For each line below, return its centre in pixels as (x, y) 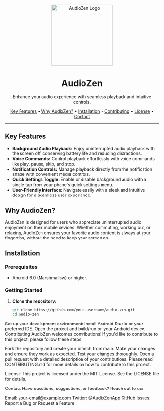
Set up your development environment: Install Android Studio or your (74, 324)
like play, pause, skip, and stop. (44, 164)
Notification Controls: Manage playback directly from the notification (82, 169)
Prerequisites (21, 267)
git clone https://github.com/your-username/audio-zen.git (73, 310)
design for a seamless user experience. (52, 195)
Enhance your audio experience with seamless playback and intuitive (82, 97)
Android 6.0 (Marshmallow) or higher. (50, 278)
